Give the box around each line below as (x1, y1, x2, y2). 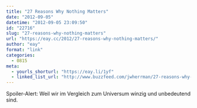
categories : (6, 52, 35, 58)
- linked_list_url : (11, 74, 59, 80)
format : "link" (6, 47, 43, 53)
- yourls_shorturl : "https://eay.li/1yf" (11, 69, 114, 75)
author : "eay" (6, 42, 41, 48)
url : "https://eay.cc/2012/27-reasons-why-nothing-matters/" (6, 36, 159, 42)
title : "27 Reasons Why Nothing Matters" (6, 8, 109, 15)
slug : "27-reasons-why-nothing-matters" (6, 31, 107, 36)
